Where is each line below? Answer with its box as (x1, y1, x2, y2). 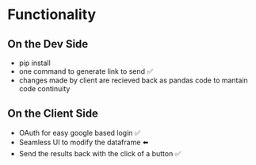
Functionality (7, 6, 97, 24)
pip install (18, 58, 51, 67)
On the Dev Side (7, 37, 89, 51)
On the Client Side (7, 107, 98, 121)
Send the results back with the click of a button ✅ (18, 148, 181, 158)
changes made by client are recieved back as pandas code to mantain (18, 75, 249, 85)
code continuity (18, 84, 71, 93)
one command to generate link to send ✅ (18, 67, 154, 76)
